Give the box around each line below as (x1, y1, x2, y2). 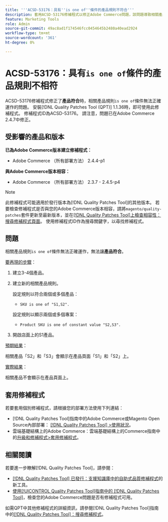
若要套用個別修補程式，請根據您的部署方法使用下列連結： (5, 405, 123, 411)
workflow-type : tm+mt (5, 31, 50, 36)
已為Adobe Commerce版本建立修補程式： (5, 147, 92, 153)
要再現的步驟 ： (5, 259, 36, 265)
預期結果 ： (5, 342, 27, 349)
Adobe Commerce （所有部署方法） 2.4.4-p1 (12, 158, 105, 164)
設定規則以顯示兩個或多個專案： (12, 312, 78, 318)
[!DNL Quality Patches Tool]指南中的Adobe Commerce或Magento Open (12, 416, 160, 422)
